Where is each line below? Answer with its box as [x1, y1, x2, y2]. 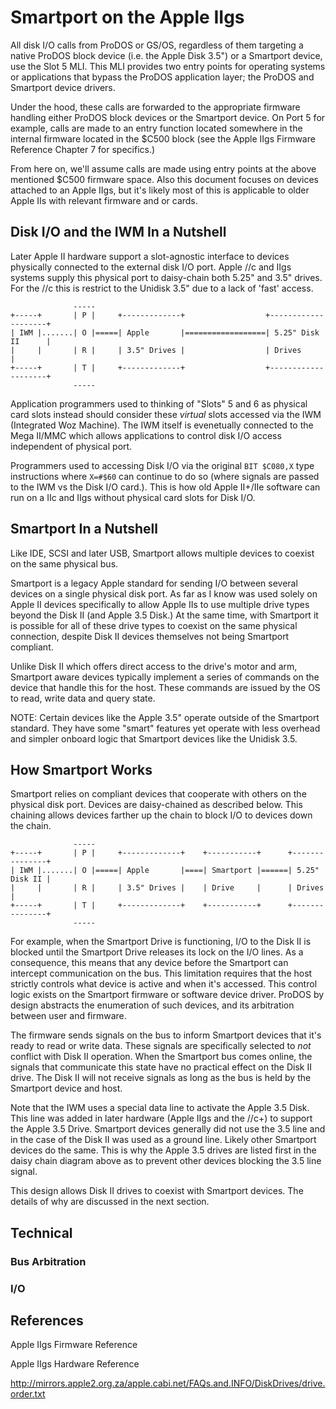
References [10, 1312, 84, 1329]
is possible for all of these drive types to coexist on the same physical [10, 619, 298, 631]
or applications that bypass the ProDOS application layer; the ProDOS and [10, 71, 315, 83]
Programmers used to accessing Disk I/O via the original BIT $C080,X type [10, 459, 315, 471]
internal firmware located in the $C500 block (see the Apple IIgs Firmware [10, 132, 316, 145]
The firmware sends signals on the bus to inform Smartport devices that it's [10, 1029, 322, 1041]
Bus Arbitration [10, 1254, 87, 1268]
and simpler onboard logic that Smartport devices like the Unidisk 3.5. [10, 732, 298, 745]
